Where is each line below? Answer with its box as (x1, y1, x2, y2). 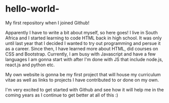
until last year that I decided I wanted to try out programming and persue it (5, 40, 161, 46)
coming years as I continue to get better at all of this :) (5, 92, 118, 98)
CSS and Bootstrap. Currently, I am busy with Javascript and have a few (5, 51, 156, 57)
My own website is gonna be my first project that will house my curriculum (5, 71, 161, 77)
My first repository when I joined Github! (5, 20, 90, 26)
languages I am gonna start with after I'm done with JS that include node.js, (5, 56, 163, 62)
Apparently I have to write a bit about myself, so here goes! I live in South (5, 29, 158, 35)
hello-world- (5, 3, 60, 15)
